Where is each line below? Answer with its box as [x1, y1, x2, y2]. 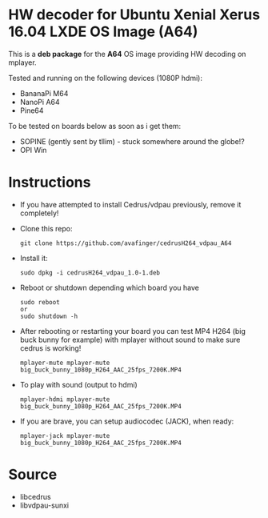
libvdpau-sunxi [19, 500, 70, 510]
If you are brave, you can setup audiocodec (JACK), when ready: [19, 416, 234, 426]
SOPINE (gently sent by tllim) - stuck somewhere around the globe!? [19, 136, 246, 146]
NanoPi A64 [19, 97, 60, 106]
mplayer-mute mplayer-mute [19, 359, 110, 367]
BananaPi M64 [19, 88, 69, 98]
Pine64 [19, 106, 44, 115]
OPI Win [19, 145, 47, 155]
